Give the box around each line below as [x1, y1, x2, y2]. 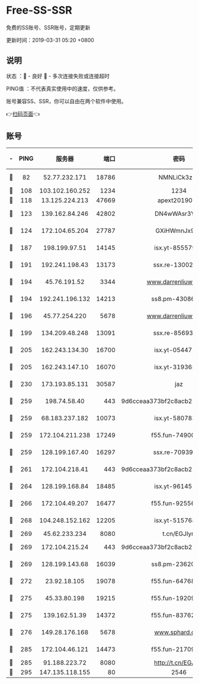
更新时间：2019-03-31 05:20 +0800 [6, 36, 95, 43]
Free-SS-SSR [6, 4, 72, 17]
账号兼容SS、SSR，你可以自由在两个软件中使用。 [6, 97, 127, 104]
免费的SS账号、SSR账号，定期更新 [6, 24, 91, 31]
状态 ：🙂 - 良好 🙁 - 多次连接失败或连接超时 [6, 72, 110, 79]
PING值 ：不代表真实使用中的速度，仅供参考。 [6, 85, 119, 92]
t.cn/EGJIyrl [162, 529, 195, 538]
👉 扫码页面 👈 [6, 110, 40, 117]
